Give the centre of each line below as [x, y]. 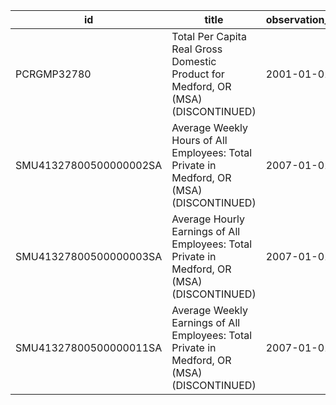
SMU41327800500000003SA [89, 256]
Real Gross [197, 49]
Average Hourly [208, 219]
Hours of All [199, 140]
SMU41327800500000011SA [89, 347]
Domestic [194, 61]
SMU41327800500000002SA [89, 165]
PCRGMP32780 [53, 74]
